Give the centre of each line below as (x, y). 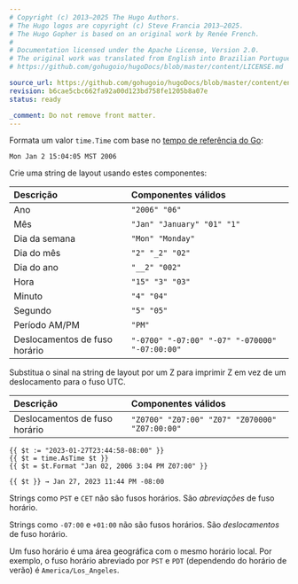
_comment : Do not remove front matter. (83, 115)
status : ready (35, 99)
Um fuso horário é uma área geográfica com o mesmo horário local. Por (141, 551)
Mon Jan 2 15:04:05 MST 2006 (63, 157)
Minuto (28, 296)
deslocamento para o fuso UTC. (67, 382)
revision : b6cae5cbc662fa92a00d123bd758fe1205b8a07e (109, 91)
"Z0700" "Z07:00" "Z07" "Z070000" (204, 420)
